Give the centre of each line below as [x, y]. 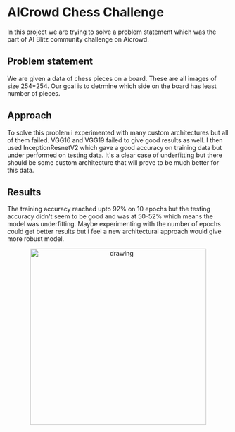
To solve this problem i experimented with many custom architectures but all [118, 132]
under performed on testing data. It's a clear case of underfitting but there [115, 155]
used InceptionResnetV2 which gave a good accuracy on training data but [115, 147]
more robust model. [36, 239]
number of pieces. [34, 93]
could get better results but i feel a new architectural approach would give [114, 232]
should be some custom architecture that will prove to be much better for [113, 162]
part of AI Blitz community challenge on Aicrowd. [78, 39]
